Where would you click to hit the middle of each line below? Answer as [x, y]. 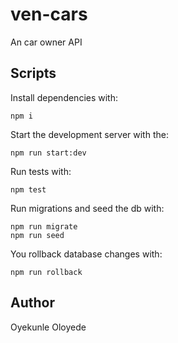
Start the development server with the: [89, 134]
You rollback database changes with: [86, 254]
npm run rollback [46, 272]
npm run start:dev [48, 153]
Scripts [33, 73]
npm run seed [37, 235]
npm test [28, 189]
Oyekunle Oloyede [48, 327]
